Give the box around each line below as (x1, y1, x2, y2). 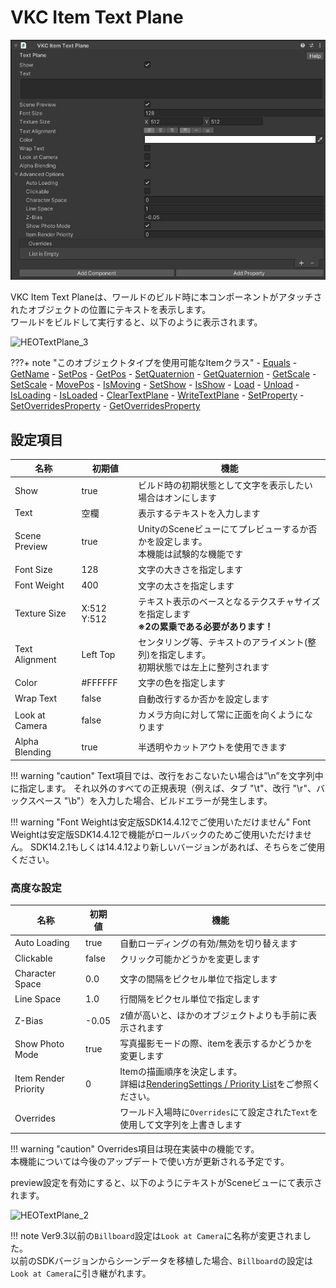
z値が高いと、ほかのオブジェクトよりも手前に (119, 1009, 309, 1021)
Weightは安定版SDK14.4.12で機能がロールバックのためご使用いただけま (10, 828, 304, 840)
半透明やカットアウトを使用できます (138, 741, 288, 753)
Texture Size (14, 607, 67, 620)
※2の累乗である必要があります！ (138, 620, 274, 632)
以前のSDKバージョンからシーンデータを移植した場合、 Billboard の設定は (10, 1254, 313, 1266)
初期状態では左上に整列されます (138, 661, 270, 673)
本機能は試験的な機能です (138, 548, 244, 560)
